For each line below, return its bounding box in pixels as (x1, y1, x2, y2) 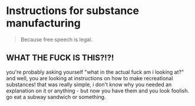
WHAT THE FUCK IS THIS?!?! (6, 53, 114, 63)
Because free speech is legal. (20, 36, 93, 43)
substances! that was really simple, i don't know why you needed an (6, 81, 172, 88)
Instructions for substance (6, 4, 140, 18)
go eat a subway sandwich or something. (6, 93, 106, 100)
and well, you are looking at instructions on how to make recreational (6, 74, 173, 81)
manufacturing (6, 16, 81, 30)
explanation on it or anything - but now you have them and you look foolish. (6, 87, 190, 94)
